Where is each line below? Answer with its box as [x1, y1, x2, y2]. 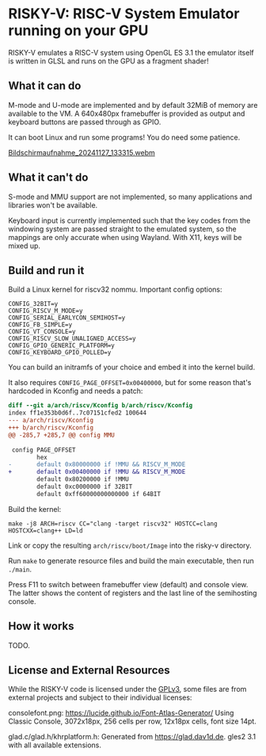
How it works [8, 620, 74, 633]
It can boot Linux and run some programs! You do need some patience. [8, 132, 241, 142]
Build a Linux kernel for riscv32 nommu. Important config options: [8, 284, 223, 294]
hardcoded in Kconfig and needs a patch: [8, 386, 143, 396]
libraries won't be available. [8, 200, 98, 210]
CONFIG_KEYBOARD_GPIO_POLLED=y [8, 349, 112, 357]
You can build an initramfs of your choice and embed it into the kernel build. [8, 362, 256, 372]
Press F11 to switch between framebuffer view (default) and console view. [8, 579, 249, 589]
